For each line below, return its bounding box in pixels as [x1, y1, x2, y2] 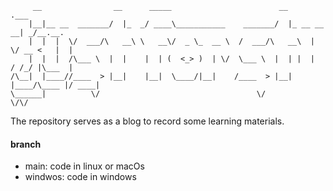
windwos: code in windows [24, 171, 137, 183]
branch [10, 138, 42, 150]
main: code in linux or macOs [24, 160, 145, 172]
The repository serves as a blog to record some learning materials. [10, 115, 285, 127]
